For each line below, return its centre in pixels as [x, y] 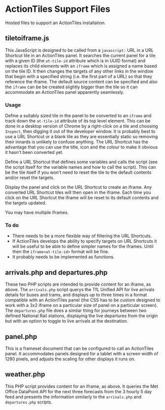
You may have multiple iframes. [37, 213]
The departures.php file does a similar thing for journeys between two [76, 311]
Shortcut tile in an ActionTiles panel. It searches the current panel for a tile [81, 55]
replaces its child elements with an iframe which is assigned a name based [81, 66]
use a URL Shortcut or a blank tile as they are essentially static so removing [82, 137]
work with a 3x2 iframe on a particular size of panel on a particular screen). [82, 305]
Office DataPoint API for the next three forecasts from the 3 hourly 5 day [79, 391]
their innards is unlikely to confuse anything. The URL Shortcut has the [77, 142]
